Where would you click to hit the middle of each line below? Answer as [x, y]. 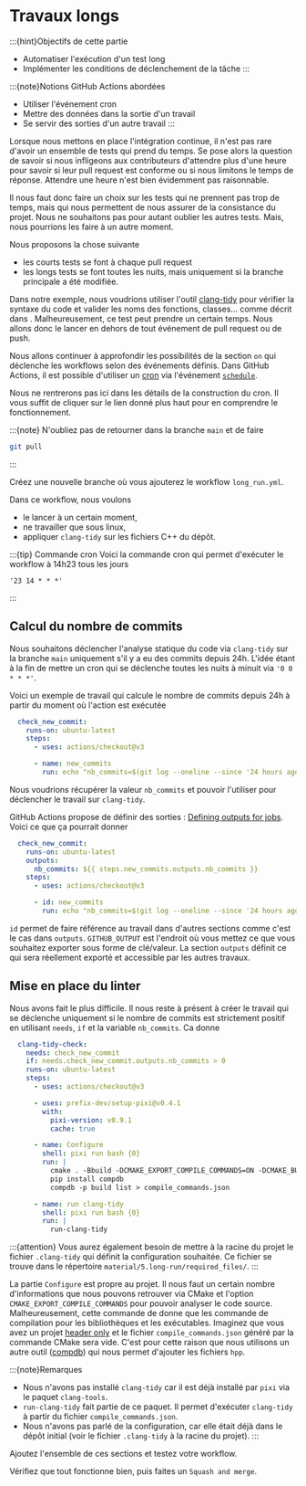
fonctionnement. [40, 412]
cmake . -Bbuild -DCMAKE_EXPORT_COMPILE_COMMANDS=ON [152, 1171]
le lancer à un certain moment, [80, 517]
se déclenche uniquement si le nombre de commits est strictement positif [147, 1017]
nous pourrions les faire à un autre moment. [92, 227]
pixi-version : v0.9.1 [91, 1120]
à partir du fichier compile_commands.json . [100, 1417]
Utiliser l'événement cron [70, 104]
